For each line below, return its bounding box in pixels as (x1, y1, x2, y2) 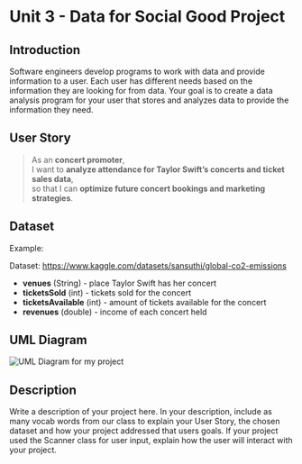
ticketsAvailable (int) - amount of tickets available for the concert (22, 296, 267, 307)
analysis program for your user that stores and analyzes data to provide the (9, 95, 289, 105)
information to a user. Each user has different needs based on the (9, 76, 253, 86)
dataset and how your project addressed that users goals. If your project (9, 425, 279, 436)
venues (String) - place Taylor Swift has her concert (22, 277, 217, 288)
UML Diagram (9, 332, 87, 348)
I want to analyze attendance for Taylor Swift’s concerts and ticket (31, 164, 286, 175)
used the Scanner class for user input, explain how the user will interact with (9, 435, 293, 446)
